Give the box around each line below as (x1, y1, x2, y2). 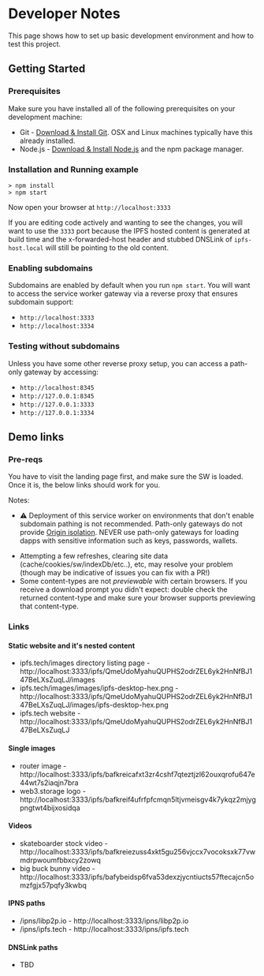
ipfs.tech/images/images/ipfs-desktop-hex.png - (19, 683, 179, 693)
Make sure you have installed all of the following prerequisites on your (8, 103, 236, 113)
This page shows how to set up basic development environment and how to (8, 31, 255, 40)
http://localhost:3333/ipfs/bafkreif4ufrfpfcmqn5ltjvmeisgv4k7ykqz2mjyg (19, 795, 256, 804)
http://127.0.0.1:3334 (19, 409, 95, 417)
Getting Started (8, 62, 86, 76)
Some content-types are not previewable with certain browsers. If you (19, 577, 247, 586)
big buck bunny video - (19, 863, 96, 873)
